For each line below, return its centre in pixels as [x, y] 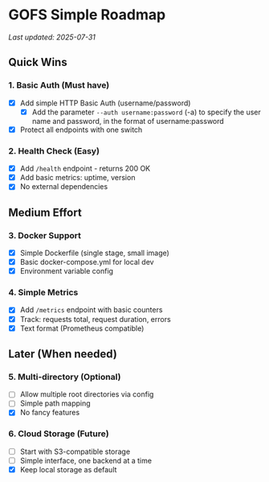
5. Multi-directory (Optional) [65, 377]
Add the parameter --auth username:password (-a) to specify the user [146, 112]
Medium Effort [45, 212]
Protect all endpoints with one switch [81, 130]
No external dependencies [64, 187]
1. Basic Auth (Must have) [59, 85]
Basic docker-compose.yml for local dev [87, 262]
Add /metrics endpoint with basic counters [91, 310]
